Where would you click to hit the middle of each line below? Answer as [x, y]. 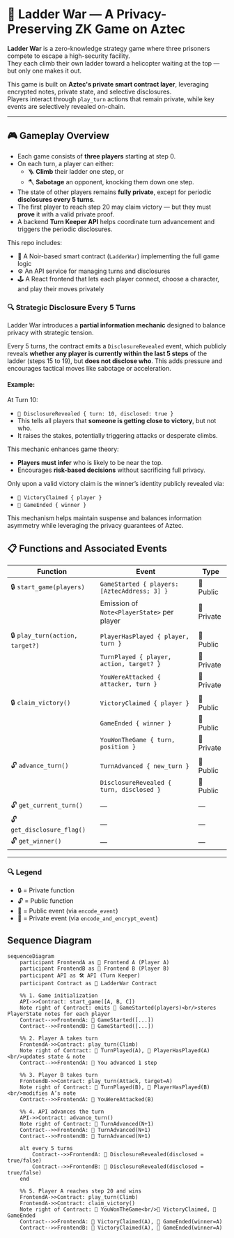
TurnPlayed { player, [136, 657]
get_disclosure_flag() [48, 830]
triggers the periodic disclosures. [65, 229]
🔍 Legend [25, 872]
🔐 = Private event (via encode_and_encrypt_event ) [87, 918]
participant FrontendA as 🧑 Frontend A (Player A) [95, 963]
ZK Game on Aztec [130, 29]
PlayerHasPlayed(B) [182, 1088]
